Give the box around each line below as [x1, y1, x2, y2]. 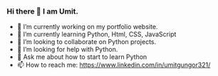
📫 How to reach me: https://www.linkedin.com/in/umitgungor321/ [16, 60, 211, 70]
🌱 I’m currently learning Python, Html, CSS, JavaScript [16, 30, 177, 38]
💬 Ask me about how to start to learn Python [16, 53, 147, 61]
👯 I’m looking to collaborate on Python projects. [16, 38, 157, 46]
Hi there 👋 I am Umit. [6, 6, 79, 16]
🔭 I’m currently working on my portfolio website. [16, 23, 158, 31]
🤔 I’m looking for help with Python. [16, 45, 118, 54]
